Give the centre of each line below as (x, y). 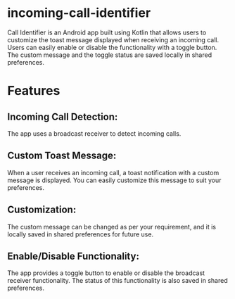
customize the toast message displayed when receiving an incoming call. (113, 39)
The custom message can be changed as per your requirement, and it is (112, 227)
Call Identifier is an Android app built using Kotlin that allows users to (107, 32)
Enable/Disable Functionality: (73, 256)
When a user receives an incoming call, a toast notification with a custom (113, 172)
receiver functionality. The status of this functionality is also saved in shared (118, 281)
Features (34, 91)
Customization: (42, 210)
